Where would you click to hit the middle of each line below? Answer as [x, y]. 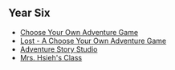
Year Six [29, 13]
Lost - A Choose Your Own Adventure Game [93, 41]
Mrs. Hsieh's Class [51, 57]
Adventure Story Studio [59, 49]
